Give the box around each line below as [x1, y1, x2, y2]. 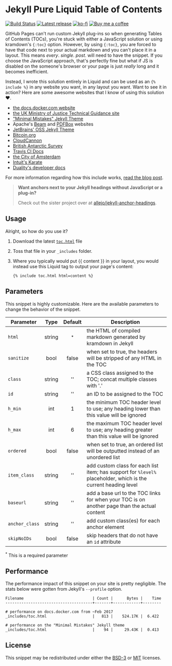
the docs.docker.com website [12, 104, 75, 111]
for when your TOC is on [87, 496, 145, 503]
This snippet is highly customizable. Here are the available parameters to [5, 300, 159, 307]
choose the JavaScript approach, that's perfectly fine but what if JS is [5, 57, 153, 63]
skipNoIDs [8, 535, 32, 541]
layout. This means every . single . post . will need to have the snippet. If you [5, 52, 163, 58]
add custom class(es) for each [87, 517, 160, 524]
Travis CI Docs [12, 148, 44, 154]
